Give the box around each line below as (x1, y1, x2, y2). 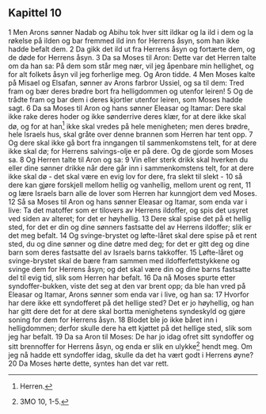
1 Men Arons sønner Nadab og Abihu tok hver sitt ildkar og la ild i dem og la (8, 27, 253, 36)
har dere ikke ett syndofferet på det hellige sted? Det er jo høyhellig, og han (8, 298, 255, 308)
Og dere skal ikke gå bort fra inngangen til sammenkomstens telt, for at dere (8, 138, 257, 148)
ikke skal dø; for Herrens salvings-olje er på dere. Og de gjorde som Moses (8, 147, 253, 156)
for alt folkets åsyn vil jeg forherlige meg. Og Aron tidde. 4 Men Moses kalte (8, 69, 256, 79)
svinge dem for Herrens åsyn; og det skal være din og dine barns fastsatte (8, 265, 251, 274)
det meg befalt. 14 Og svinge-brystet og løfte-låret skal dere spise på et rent (8, 231, 257, 240)
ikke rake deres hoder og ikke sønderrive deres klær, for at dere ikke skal (8, 111, 247, 121)
